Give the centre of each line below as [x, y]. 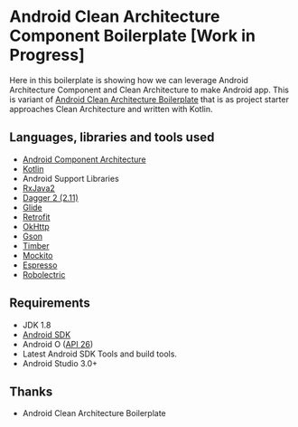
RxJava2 [39, 188]
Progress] [47, 55]
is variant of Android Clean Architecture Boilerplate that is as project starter [149, 99]
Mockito [37, 255]
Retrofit [36, 217]
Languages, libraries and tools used [112, 138]
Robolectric [44, 274]
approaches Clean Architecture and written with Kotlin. [112, 109]
